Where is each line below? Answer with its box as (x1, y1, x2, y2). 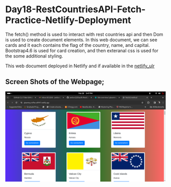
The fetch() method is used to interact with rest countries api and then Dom (5, 31, 164, 37)
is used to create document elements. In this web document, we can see (5, 37, 158, 43)
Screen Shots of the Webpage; (5, 77, 104, 86)
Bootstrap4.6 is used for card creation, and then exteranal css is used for (5, 47, 159, 54)
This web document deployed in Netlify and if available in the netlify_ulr (5, 63, 155, 69)
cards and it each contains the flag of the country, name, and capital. (5, 42, 150, 48)
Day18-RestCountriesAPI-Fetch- (5, 4, 146, 15)
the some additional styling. (5, 52, 64, 59)
